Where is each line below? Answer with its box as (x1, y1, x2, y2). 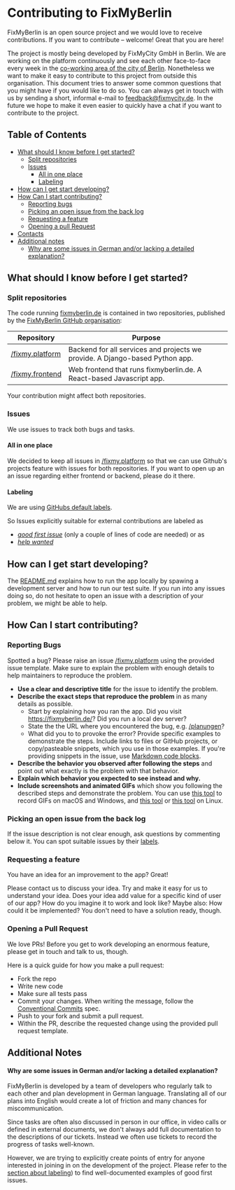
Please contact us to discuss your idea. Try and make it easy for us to (7, 884, 208, 892)
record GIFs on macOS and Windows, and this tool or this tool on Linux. (17, 796, 224, 805)
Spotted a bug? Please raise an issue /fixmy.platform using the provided (7, 656, 215, 665)
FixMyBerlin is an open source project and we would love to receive (7, 28, 203, 36)
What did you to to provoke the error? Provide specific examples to (27, 729, 221, 738)
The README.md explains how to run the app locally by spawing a (7, 576, 199, 585)
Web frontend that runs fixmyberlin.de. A (68, 365, 202, 375)
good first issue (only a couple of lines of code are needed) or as (17, 530, 205, 539)
